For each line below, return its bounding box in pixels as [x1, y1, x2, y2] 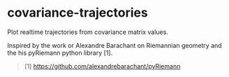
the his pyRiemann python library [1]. [7, 49, 113, 57]
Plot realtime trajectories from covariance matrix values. [7, 28, 169, 36]
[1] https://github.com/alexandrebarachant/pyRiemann [24, 62, 181, 70]
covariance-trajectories [7, 5, 148, 21]
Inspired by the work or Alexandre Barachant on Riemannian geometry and [7, 41, 222, 49]
